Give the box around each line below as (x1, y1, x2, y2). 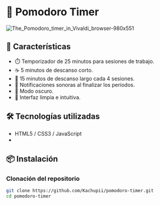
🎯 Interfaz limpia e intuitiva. (14, 93, 81, 100)
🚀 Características (6, 42, 71, 52)
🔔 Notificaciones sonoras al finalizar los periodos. (14, 81, 135, 88)
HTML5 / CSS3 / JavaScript (14, 130, 82, 137)
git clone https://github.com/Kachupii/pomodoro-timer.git (6, 188, 154, 194)
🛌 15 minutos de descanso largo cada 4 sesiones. (14, 75, 135, 82)
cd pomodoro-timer (6, 193, 51, 199)
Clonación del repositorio (6, 174, 80, 183)
